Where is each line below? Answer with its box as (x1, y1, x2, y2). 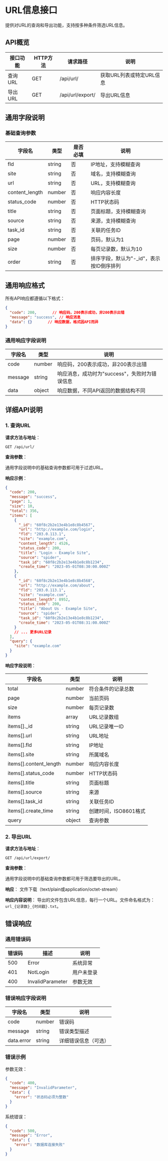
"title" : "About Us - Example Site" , (18, 606, 97, 612)
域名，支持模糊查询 (90, 170, 136, 177)
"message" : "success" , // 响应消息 (9, 315, 81, 320)
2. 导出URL (5, 833, 31, 840)
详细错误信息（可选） (59, 1037, 109, 1044)
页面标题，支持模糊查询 (90, 208, 146, 215)
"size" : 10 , (9, 504, 35, 509)
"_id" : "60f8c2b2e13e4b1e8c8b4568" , (18, 578, 95, 584)
